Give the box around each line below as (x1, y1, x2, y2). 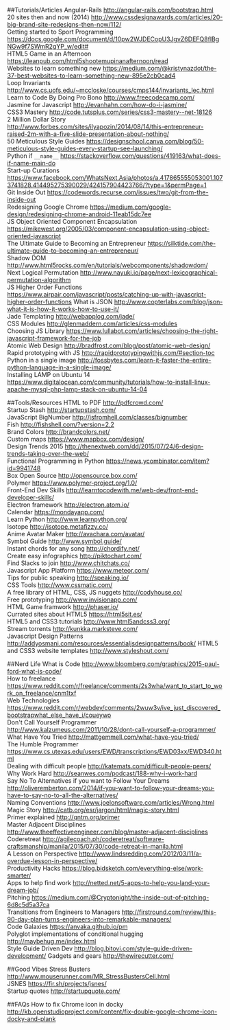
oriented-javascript (7, 232, 62, 240)
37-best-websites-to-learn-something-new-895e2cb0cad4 (7, 71, 176, 80)
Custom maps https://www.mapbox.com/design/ (7, 435, 145, 443)
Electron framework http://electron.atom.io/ (7, 501, 130, 509)
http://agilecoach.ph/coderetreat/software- (42, 835, 164, 843)
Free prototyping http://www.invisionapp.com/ (7, 595, 138, 604)
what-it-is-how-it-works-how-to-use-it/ (7, 305, 120, 313)
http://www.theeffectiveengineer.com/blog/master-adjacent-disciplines (7, 827, 209, 836)
